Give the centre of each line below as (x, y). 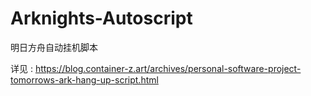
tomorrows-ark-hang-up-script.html (84, 79)
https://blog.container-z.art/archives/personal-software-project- (168, 68)
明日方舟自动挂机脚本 (54, 47)
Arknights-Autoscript (101, 18)
